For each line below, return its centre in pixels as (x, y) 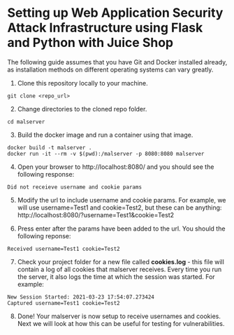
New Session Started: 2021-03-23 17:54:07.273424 (81, 297)
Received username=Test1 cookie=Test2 (64, 249)
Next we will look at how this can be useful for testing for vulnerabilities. (121, 323)
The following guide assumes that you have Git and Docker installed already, (117, 62)
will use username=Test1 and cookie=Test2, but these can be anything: (119, 207)
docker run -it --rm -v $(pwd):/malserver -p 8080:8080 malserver (106, 153)
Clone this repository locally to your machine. (82, 83)
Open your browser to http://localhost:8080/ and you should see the (116, 167)
